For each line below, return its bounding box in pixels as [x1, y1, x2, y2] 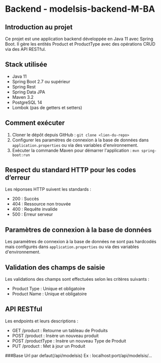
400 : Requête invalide [12, 206, 58, 212]
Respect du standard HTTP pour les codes [5, 166, 137, 174]
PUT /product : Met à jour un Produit [12, 343, 85, 349]
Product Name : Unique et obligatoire [12, 291, 87, 297]
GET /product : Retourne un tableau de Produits [12, 327, 108, 333]
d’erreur [5, 174, 30, 182]
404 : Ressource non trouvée [12, 201, 71, 207]
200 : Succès [12, 196, 39, 202]
